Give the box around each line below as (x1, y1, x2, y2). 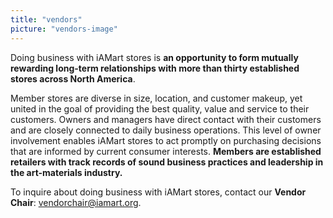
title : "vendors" (10, 14, 83, 25)
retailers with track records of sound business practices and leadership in (10, 156, 324, 168)
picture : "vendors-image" (10, 24, 118, 34)
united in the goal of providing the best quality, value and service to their (10, 102, 310, 115)
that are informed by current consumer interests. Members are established (10, 145, 322, 157)
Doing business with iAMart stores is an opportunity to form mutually (10, 51, 299, 63)
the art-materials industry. (10, 166, 123, 178)
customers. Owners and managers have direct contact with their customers (10, 113, 322, 125)
